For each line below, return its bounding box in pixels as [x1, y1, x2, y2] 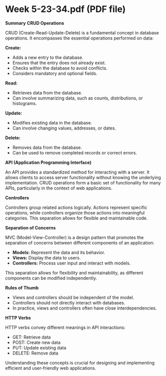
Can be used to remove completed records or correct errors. [12, 149, 137, 155]
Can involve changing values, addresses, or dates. [12, 125, 116, 131]
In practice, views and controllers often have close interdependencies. [12, 305, 157, 311]
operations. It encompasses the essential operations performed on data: [5, 35, 154, 41]
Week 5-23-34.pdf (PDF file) [5, 3, 126, 15]
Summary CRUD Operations [5, 20, 64, 26]
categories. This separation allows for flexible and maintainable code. [5, 215, 148, 221]
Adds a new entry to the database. [12, 54, 84, 60]
